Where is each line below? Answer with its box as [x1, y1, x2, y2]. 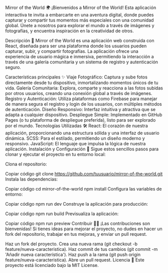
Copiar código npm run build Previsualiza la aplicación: [5, 211, 119, 217]
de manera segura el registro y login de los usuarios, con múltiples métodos [5, 101, 162, 107]
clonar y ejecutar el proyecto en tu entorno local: [5, 151, 106, 157]
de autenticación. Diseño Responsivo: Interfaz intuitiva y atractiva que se [5, 107, 156, 112]
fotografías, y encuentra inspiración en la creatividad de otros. [5, 28, 134, 34]
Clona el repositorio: [5, 161, 47, 167]
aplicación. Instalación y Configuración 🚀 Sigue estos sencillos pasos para [5, 146, 159, 152]
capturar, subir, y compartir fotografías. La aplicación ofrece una [5, 48, 139, 54]
